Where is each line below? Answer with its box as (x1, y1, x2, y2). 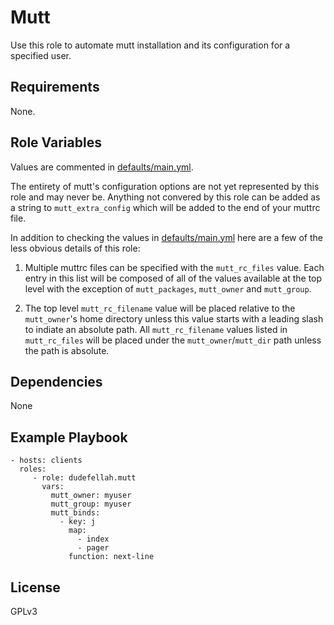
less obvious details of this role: (10, 242, 141, 254)
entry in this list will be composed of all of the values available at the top (24, 272, 323, 284)
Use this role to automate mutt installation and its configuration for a (10, 39, 291, 51)
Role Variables (10, 134, 102, 151)
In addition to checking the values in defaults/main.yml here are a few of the (10, 231, 323, 243)
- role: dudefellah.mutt (32, 473, 137, 483)
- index (77, 534, 110, 545)
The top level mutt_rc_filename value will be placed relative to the (24, 302, 296, 314)
